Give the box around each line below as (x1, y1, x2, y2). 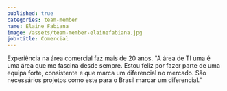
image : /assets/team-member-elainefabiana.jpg (7, 29, 143, 36)
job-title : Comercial (7, 36, 69, 42)
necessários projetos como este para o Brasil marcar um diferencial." (7, 76, 202, 84)
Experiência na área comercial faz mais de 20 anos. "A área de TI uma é (7, 54, 211, 62)
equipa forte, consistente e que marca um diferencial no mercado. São (7, 69, 207, 77)
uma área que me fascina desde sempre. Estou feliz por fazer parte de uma (7, 62, 221, 70)
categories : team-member (7, 16, 78, 23)
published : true (7, 10, 53, 17)
